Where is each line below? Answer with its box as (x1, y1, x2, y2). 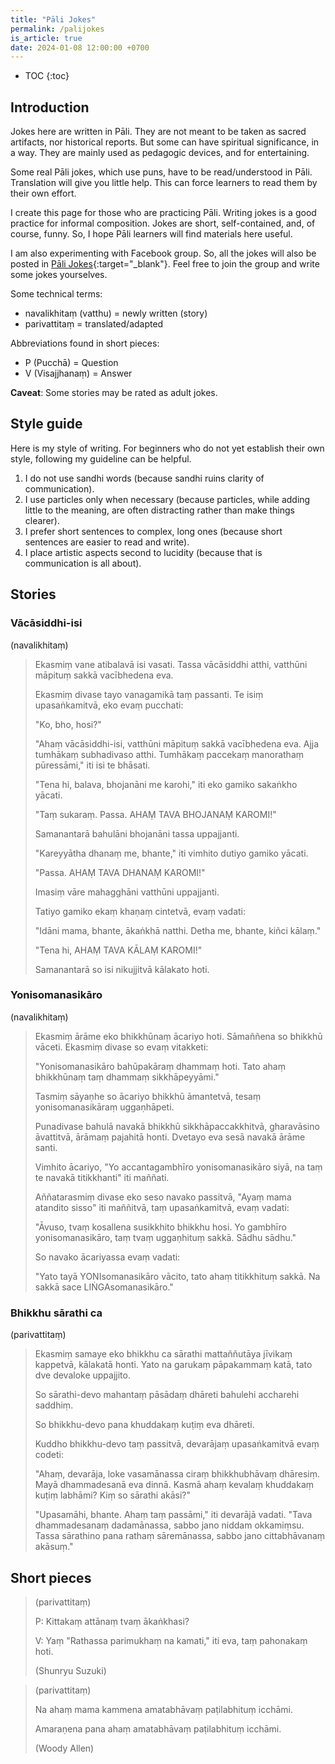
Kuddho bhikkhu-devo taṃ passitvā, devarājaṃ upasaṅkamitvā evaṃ (34, 1438, 320, 1450)
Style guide (10, 416, 83, 433)
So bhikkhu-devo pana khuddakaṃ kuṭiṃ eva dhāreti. (34, 1419, 255, 1431)
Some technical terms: (10, 288, 103, 300)
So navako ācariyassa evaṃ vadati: (34, 1251, 181, 1263)
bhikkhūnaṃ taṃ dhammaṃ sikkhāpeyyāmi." (34, 1071, 220, 1083)
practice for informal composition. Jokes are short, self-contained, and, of (10, 217, 316, 230)
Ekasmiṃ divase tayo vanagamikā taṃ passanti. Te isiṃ (34, 688, 264, 700)
